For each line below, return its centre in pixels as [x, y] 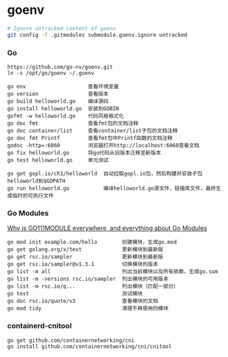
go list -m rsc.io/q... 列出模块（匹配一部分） [93, 286]
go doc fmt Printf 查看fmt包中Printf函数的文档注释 [90, 138]
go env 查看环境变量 [63, 86]
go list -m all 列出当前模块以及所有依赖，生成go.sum [113, 272]
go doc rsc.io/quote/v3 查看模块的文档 [83, 301]
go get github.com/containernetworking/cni [71, 340]
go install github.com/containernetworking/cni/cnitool [89, 346]
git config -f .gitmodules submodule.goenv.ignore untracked [97, 35]
